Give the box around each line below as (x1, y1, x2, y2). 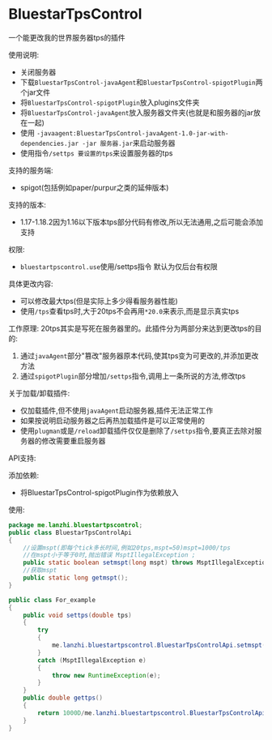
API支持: (8, 453, 36, 463)
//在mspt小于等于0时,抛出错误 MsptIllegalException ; (23, 551, 196, 559)
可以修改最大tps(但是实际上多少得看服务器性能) (19, 296, 178, 306)
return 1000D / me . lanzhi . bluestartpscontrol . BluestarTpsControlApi (37, 708, 266, 717)
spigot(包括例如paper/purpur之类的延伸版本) (19, 182, 169, 192)
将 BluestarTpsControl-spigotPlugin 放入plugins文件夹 (19, 97, 200, 107)
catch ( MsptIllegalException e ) (37, 656, 147, 665)
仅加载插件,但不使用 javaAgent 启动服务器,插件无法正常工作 (19, 405, 214, 415)
